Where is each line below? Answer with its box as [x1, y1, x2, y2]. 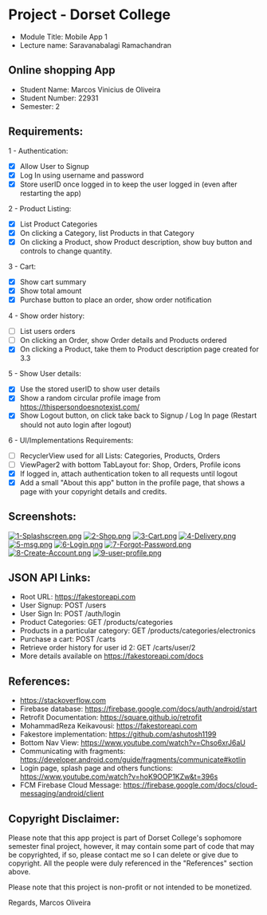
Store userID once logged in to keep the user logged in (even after [19, 179, 238, 189]
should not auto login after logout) [19, 420, 132, 430]
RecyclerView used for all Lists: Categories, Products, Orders [19, 450, 221, 460]
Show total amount [19, 286, 82, 296]
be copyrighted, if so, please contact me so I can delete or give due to [8, 850, 239, 859]
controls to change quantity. [19, 245, 113, 256]
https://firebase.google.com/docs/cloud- [123, 780, 257, 790]
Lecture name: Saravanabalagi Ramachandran [19, 40, 172, 49]
